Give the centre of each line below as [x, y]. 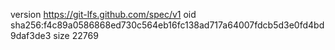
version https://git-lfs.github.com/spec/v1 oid [103, 14]
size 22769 [76, 35]
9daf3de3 [31, 35]
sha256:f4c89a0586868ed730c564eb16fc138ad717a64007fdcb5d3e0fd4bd [167, 25]
